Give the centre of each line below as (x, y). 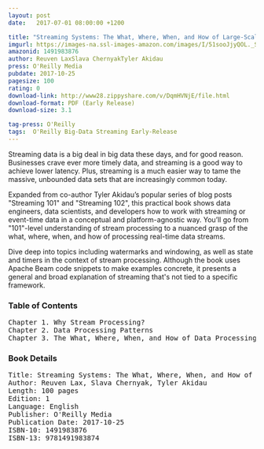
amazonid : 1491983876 (44, 52)
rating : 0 (24, 88)
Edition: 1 (29, 399)
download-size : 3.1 (40, 110)
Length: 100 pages (44, 391)
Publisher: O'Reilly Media (60, 415)
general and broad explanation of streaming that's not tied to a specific (123, 276)
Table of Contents (43, 306)
